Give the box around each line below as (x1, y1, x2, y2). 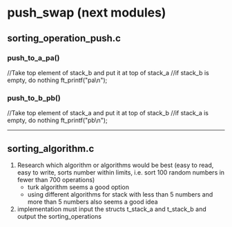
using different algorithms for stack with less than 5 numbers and (27, 190, 213, 198)
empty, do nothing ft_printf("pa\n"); (7, 76, 108, 84)
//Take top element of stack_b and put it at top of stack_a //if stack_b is (7, 68, 209, 77)
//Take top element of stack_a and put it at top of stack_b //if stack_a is (7, 109, 209, 117)
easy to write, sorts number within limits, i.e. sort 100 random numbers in (17, 168, 225, 177)
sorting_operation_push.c (7, 32, 121, 44)
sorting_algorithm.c (7, 143, 95, 155)
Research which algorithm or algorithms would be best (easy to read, (17, 161, 214, 169)
